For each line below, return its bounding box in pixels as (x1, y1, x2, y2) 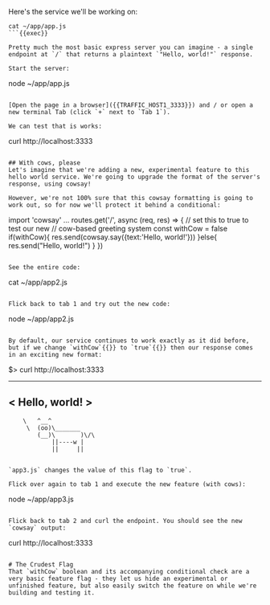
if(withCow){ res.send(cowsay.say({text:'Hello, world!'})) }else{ (8, 232, 218, 242)
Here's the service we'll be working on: (8, 7, 138, 16)
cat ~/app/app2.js (8, 277, 68, 287)
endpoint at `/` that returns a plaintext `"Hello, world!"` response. (8, 51, 253, 59)
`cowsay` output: (8, 524, 67, 532)
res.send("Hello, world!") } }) (8, 241, 103, 250)
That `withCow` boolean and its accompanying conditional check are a (8, 567, 250, 575)
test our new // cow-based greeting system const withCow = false (8, 224, 227, 233)
